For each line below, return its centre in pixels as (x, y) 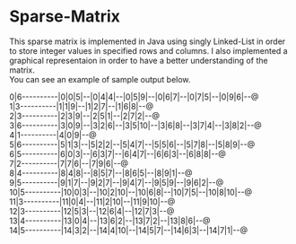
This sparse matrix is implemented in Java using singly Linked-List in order (148, 41)
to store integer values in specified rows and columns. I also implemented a (149, 50)
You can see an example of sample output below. (100, 79)
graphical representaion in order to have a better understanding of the (139, 60)
